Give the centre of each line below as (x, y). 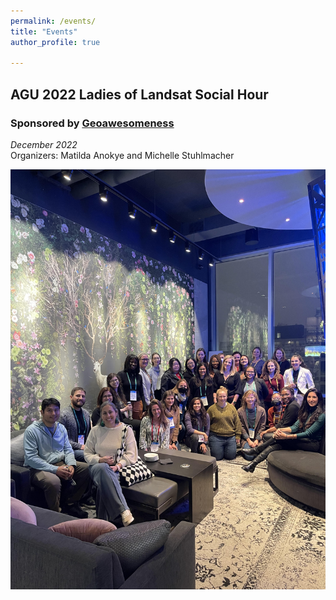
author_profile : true (55, 42)
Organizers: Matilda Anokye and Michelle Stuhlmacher (122, 155)
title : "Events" (44, 31)
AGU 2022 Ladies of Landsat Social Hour (139, 94)
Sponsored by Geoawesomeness (92, 123)
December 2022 (44, 144)
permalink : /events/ (53, 21)
